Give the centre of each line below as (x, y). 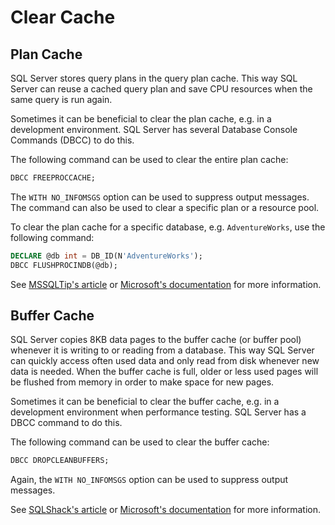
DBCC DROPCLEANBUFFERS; (60, 461)
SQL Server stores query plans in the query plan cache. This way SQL (154, 78)
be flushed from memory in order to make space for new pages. (142, 382)
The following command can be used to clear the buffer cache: (140, 442)
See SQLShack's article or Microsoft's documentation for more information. (165, 510)
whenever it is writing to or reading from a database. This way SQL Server (162, 350)
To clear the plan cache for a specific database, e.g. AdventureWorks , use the (168, 227)
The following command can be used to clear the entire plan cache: (149, 159)
